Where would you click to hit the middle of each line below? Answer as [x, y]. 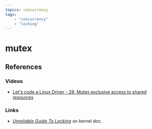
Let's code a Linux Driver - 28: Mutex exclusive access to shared [80, 92]
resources [23, 97]
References [24, 67]
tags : [11, 14]
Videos [14, 81]
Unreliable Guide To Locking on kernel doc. [57, 121]
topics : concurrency [27, 10]
